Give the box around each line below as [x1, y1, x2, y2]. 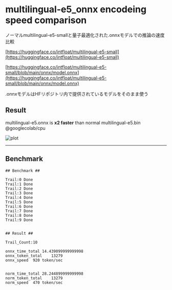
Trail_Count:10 [5, 239, 38, 245]
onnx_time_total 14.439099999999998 [5, 249, 83, 254]
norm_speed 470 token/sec [5, 280, 63, 285]
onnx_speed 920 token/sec [5, 257, 63, 263]
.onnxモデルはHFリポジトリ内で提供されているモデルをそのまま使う [5, 91, 148, 97]
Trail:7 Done [5, 208, 33, 213]
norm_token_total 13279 [5, 275, 63, 281]
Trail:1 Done [5, 182, 33, 187]
